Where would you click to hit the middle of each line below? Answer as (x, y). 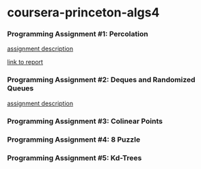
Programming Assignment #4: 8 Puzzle (74, 140)
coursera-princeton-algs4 (83, 13)
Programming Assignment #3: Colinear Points (85, 121)
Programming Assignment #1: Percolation (78, 34)
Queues (21, 88)
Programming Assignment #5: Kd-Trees (75, 157)
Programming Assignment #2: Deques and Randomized (102, 80)
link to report (25, 62)
